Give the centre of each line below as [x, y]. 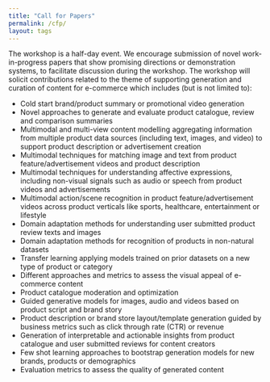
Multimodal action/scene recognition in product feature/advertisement [137, 198]
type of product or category [66, 267]
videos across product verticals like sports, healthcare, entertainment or [140, 207]
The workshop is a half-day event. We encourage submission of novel [125, 54]
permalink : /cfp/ [37, 23]
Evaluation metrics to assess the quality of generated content [122, 370]
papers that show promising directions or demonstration [142, 62]
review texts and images [60, 233]
